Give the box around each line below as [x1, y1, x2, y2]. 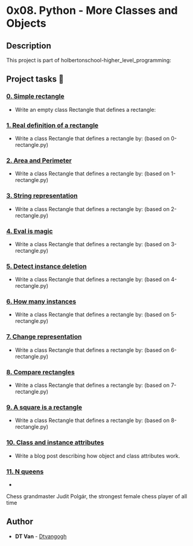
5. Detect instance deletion [6, 262, 87, 270]
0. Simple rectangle [6, 92, 65, 100]
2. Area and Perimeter [6, 156, 72, 164]
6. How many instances [6, 297, 77, 306]
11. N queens [6, 467, 44, 475]
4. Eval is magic [6, 227, 53, 235]
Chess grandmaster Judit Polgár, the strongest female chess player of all [6, 492, 188, 499]
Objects [6, 16, 46, 30]
